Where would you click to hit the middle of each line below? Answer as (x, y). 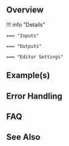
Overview (25, 10)
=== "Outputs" (24, 46)
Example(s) (28, 75)
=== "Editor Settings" (35, 57)
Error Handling (34, 96)
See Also (23, 137)
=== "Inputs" (23, 36)
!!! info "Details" (26, 24)
